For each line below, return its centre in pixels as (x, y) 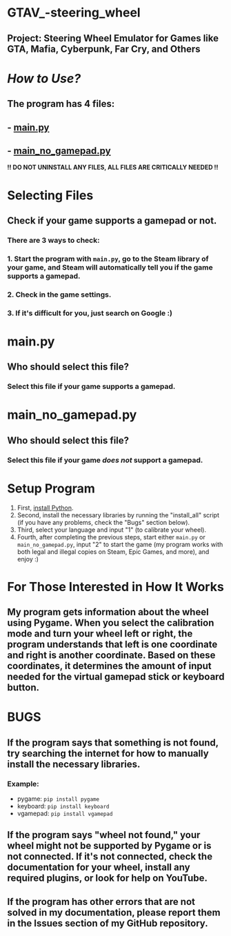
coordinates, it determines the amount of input (109, 666)
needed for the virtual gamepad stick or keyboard (116, 677)
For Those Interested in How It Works (115, 587)
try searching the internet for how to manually (108, 753)
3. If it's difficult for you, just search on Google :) (90, 313)
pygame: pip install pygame (58, 799)
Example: (23, 784)
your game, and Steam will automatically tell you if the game (110, 267)
